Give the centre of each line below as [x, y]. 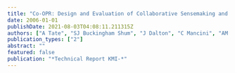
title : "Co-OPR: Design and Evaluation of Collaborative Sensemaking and [118, 14]
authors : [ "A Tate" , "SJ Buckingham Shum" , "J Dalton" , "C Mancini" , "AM [118, 33]
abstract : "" [26, 46]
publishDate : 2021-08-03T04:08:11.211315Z [70, 26]
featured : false [31, 53]
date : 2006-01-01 [33, 20]
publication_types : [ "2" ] [45, 40]
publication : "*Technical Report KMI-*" [68, 59]
